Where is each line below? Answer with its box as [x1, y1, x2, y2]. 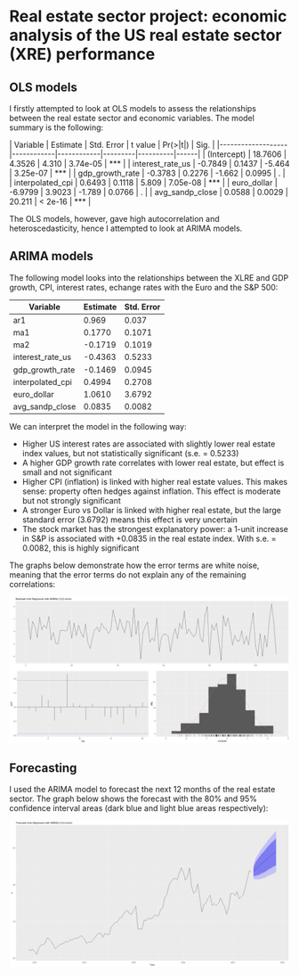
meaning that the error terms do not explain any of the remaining [9, 569, 246, 580]
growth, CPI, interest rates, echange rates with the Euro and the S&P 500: [9, 282, 279, 292]
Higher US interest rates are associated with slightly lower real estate [21, 438, 276, 449]
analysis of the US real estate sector [9, 25, 282, 45]
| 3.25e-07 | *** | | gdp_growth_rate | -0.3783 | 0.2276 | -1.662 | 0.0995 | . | [9, 168, 287, 178]
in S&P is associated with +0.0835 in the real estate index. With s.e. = [21, 533, 278, 544]
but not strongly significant [21, 495, 122, 505]
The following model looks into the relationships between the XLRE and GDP [9, 272, 289, 283]
